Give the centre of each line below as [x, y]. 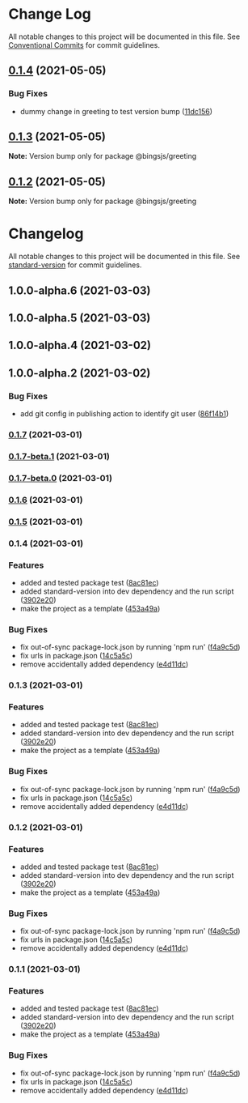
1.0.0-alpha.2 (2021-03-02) [80, 373]
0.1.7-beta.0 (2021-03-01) [61, 478]
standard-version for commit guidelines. [75, 265]
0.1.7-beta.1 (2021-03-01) [59, 456]
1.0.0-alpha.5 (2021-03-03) [80, 318]
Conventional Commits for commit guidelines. [84, 45]
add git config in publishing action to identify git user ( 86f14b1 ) [124, 414]
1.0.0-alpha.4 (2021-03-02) [80, 345]
